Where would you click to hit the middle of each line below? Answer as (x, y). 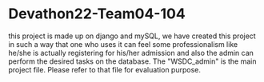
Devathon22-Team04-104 (97, 14)
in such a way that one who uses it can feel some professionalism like (123, 44)
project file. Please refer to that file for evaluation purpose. (105, 69)
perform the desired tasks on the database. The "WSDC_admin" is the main (132, 61)
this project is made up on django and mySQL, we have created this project (132, 36)
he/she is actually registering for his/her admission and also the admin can (131, 53)
